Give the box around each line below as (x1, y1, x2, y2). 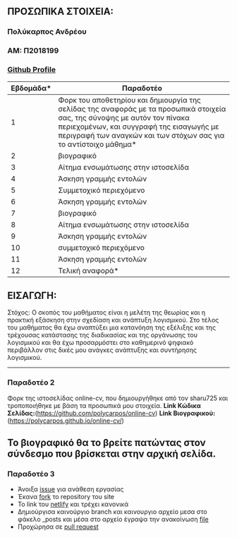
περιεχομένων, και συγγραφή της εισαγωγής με (58, 122, 219, 131)
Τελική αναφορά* (58, 265, 119, 275)
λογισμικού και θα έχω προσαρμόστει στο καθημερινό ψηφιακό (7, 339, 194, 347)
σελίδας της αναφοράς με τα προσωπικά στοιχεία (58, 104, 226, 114)
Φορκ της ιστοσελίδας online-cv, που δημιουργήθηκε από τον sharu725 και (7, 394, 229, 402)
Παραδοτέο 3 (7, 469, 55, 479)
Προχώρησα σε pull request (17, 522, 99, 531)
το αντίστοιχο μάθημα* (58, 139, 137, 149)
